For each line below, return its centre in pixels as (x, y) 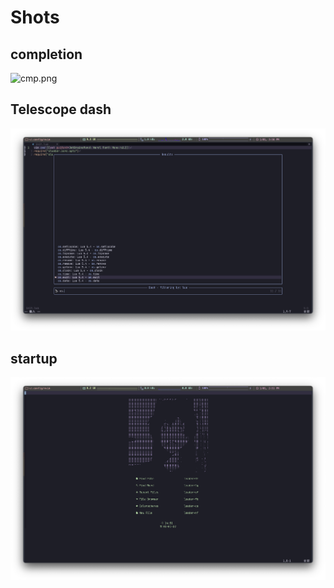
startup (34, 358)
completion (46, 54)
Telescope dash (61, 109)
